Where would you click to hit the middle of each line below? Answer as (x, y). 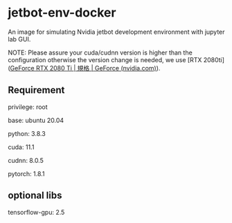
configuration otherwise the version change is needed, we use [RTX (105, 59)
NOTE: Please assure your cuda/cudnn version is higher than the (100, 52)
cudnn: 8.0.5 (26, 160)
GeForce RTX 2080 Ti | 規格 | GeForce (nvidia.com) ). (85, 68)
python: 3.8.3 (27, 133)
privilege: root (28, 107)
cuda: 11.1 (21, 147)
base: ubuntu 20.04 (36, 120)
